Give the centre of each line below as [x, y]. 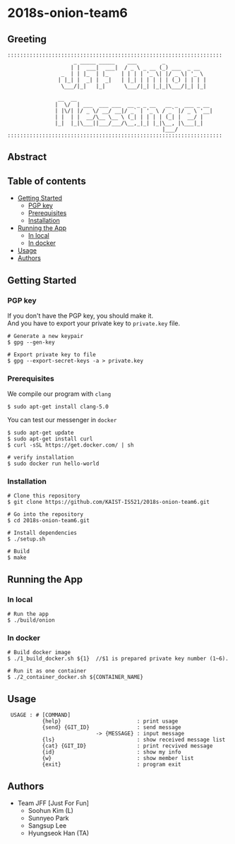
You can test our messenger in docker [62, 420]
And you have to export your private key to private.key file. [94, 323]
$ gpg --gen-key [31, 342]
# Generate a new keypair [45, 336]
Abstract [27, 157]
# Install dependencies [42, 533]
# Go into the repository [45, 514]
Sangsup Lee [47, 826]
